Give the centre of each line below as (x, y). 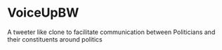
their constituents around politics (55, 39)
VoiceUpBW (43, 13)
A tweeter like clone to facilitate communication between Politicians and (111, 32)
